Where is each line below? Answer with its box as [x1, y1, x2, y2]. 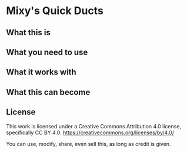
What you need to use [6, 47, 88, 57]
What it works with [6, 67, 76, 77]
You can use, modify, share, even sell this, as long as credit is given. [6, 140, 171, 147]
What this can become [6, 87, 91, 97]
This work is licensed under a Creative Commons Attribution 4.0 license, [6, 123, 181, 130]
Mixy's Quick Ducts [6, 4, 104, 18]
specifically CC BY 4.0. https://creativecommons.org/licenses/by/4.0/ [6, 129, 175, 136]
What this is [6, 28, 51, 38]
